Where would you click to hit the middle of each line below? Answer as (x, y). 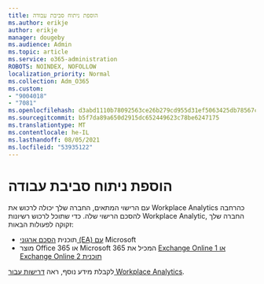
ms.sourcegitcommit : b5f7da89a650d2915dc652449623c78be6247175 (114, 118)
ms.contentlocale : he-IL (49, 132)
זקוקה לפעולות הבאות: (41, 224)
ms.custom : (26, 89)
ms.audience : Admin (40, 45)
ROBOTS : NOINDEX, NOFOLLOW (52, 67)
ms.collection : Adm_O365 (49, 81)
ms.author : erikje (38, 23)
